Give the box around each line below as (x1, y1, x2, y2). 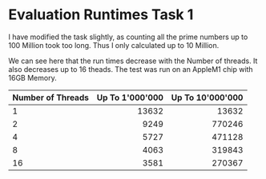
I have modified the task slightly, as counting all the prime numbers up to (8, 32, 248, 42)
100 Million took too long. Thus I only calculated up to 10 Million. (8, 40, 220, 50)
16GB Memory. (8, 73, 58, 82)
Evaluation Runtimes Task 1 (8, 6, 194, 24)
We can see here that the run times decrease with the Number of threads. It (8, 56, 258, 66)
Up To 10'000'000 (171, 92, 244, 103)
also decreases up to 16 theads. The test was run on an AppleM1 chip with (8, 64, 254, 74)
